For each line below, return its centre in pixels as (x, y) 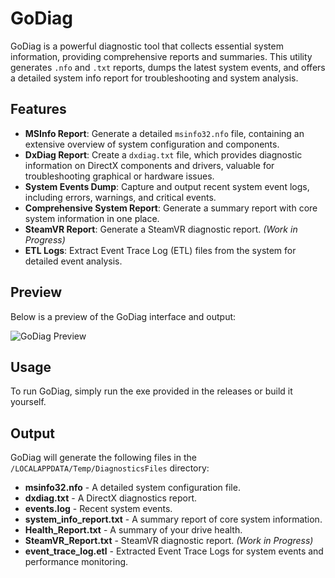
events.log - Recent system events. (98, 509)
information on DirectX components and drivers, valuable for (149, 165)
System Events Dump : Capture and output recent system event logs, (167, 186)
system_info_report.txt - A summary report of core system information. (173, 519)
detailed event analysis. (73, 261)
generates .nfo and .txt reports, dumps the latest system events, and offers (168, 67)
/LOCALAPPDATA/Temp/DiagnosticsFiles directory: (110, 468)
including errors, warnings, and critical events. (120, 197)
